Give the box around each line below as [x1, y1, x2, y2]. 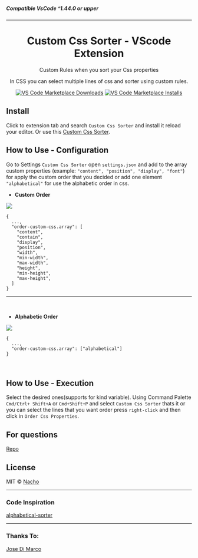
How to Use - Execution [6, 378, 94, 388]
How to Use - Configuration [6, 145, 109, 156]
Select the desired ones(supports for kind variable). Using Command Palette [6, 394, 192, 401]
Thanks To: [6, 532, 39, 540]
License [6, 463, 36, 473]
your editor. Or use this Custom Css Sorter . [6, 128, 110, 135]
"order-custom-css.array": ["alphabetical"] [11, 345, 123, 352]
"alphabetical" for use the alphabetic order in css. [6, 180, 130, 187]
